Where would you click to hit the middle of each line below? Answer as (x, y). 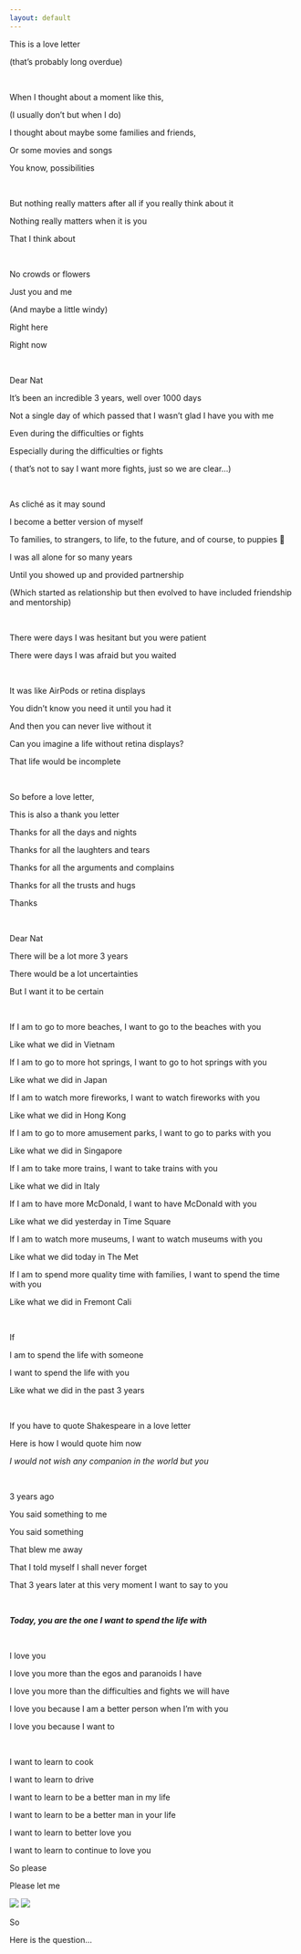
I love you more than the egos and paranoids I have (106, 1673)
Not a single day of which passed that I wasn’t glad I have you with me (142, 415)
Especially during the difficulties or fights (87, 451)
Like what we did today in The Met (74, 1256)
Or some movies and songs (61, 150)
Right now (28, 344)
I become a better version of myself (77, 521)
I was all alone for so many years (71, 557)
